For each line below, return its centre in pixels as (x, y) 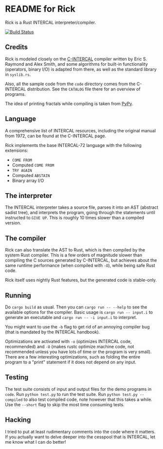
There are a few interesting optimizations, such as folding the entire (73, 357)
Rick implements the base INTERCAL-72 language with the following (73, 145)
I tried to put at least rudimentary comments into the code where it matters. (80, 431)
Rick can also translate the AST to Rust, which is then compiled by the (75, 250)
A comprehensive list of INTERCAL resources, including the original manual (81, 130)
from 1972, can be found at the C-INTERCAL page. (56, 136)
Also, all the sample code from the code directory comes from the (70, 84)
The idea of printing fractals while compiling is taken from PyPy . (69, 104)
